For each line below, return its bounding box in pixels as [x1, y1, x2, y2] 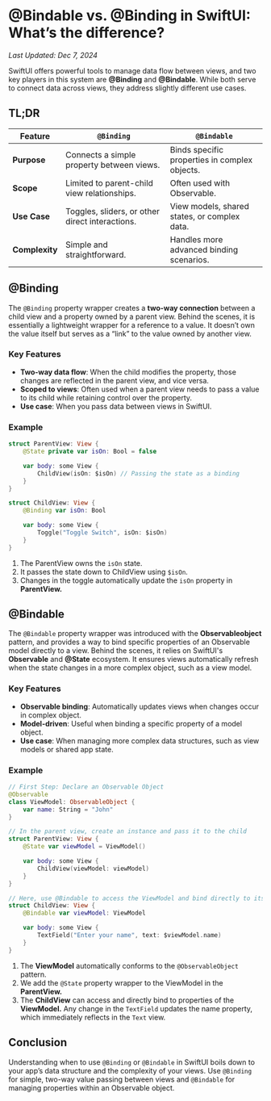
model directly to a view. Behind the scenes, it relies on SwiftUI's [8, 646, 223, 655]
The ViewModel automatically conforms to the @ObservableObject [19, 961, 240, 970]
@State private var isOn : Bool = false [23, 447, 157, 456]
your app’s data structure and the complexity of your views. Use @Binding [8, 1065, 252, 1075]
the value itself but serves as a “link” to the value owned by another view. [8, 329, 252, 338]
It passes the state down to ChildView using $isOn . [19, 567, 188, 576]
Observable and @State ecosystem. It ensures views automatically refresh [8, 655, 259, 664]
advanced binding [169, 244, 239, 255]
